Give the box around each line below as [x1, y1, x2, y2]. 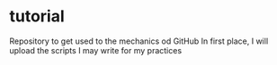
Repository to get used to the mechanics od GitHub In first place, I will [9, 36, 269, 46]
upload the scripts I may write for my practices [9, 45, 183, 55]
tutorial [9, 6, 65, 27]
